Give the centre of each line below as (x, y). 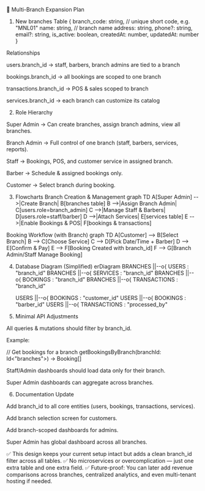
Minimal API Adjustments (47, 316)
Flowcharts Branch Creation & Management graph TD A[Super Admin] (104, 197)
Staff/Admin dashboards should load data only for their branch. (86, 371)
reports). (17, 149)
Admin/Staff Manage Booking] (44, 254)
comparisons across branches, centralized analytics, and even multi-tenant (101, 474)
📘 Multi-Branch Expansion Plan (45, 10)
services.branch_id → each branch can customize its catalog (83, 100)
